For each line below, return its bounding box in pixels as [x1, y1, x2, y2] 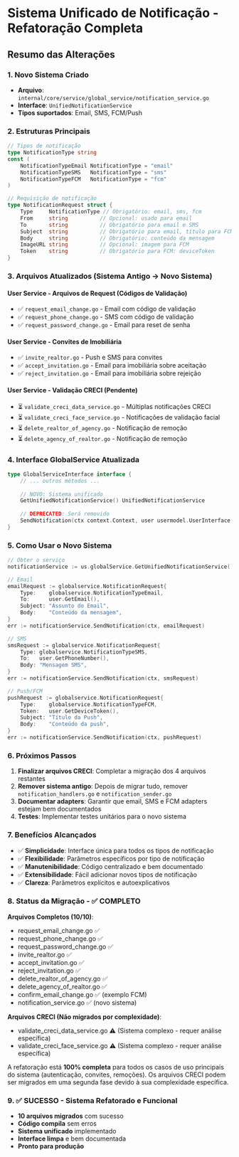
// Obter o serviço [7, 557, 65, 564]
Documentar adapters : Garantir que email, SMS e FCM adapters [17, 797, 208, 806]
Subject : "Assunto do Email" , [20, 602, 110, 609]
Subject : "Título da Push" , [20, 714, 103, 721]
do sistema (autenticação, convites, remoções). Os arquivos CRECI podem [7, 1070, 226, 1079]
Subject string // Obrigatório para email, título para [20, 228, 221, 235]
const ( [7, 155, 31, 163]
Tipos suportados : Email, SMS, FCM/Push [17, 108, 142, 117]
